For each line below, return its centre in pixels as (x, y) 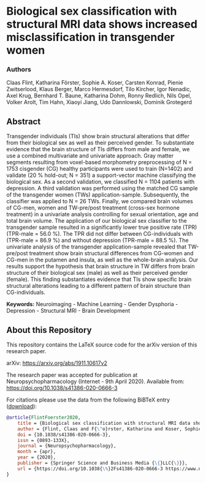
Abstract (24, 122)
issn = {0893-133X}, (44, 440)
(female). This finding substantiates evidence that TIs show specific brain (99, 279)
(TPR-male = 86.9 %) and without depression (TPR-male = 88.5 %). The (97, 241)
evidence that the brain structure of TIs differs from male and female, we (98, 149)
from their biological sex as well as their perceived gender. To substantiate (100, 143)
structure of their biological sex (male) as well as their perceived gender (97, 273)
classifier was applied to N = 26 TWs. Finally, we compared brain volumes (100, 201)
